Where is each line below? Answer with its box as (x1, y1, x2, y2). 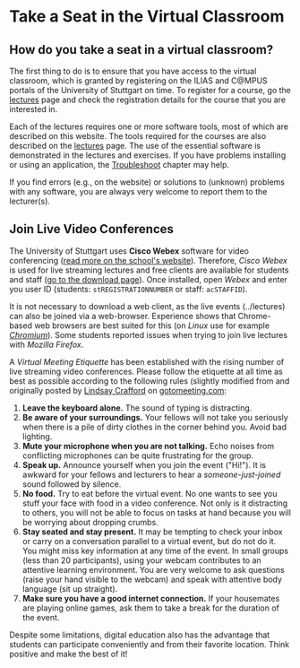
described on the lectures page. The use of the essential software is (9, 141, 261, 151)
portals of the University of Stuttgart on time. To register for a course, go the (9, 85, 291, 95)
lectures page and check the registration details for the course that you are (9, 94, 287, 105)
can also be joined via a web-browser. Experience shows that (9, 310, 236, 321)
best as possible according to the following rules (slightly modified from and (9, 375, 290, 386)
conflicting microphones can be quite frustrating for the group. (21, 450, 253, 461)
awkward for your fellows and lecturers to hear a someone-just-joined (21, 469, 281, 480)
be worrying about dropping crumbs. (21, 516, 159, 527)
